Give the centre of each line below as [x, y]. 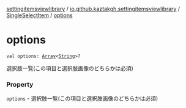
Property [20, 84]
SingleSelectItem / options [39, 15]
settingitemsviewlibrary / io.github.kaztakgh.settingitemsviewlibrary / [93, 9]
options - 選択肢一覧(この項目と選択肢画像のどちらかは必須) [82, 99]
